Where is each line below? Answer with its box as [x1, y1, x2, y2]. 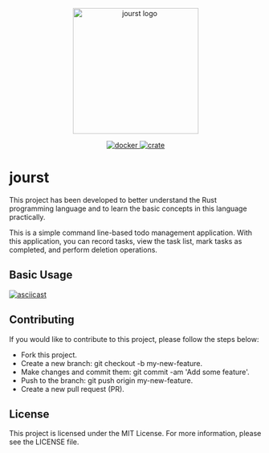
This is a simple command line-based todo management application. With [9, 228, 252, 237]
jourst [9, 169, 50, 187]
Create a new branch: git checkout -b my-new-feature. [20, 358, 203, 368]
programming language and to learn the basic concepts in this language [9, 204, 247, 213]
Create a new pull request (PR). [20, 384, 125, 393]
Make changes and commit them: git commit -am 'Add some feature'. [20, 367, 250, 377]
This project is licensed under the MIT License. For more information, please [9, 429, 262, 439]
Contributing [9, 313, 75, 327]
